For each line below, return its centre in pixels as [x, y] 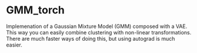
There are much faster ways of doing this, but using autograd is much [91, 38]
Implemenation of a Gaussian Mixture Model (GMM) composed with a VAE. [97, 26]
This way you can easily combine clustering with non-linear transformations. [99, 32]
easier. [14, 45]
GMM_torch [35, 10]
